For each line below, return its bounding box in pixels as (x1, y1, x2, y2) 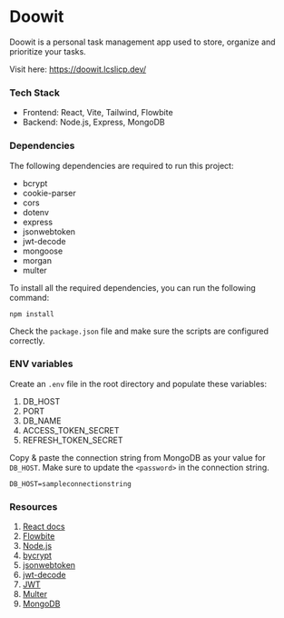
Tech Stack (9, 86, 61, 99)
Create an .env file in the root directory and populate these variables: (9, 378, 268, 389)
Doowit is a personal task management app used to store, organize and (9, 36, 276, 47)
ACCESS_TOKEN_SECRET (22, 424, 120, 435)
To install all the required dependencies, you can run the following (9, 282, 256, 293)
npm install (9, 309, 54, 319)
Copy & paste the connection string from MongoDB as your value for (9, 452, 266, 463)
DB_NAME (22, 415, 62, 426)
